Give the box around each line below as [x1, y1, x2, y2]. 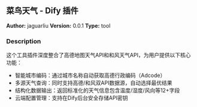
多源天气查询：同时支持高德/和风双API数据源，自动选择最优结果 [14, 79, 172, 87]
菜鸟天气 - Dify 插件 [6, 5, 79, 16]
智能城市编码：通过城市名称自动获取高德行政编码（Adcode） [14, 72, 166, 79]
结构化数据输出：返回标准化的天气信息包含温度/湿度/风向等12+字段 [14, 87, 180, 94]
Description [6, 37, 41, 45]
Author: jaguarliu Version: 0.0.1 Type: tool [6, 22, 111, 29]
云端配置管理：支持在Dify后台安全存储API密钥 [14, 94, 128, 102]
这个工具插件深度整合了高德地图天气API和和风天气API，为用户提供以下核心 [6, 52, 191, 59]
